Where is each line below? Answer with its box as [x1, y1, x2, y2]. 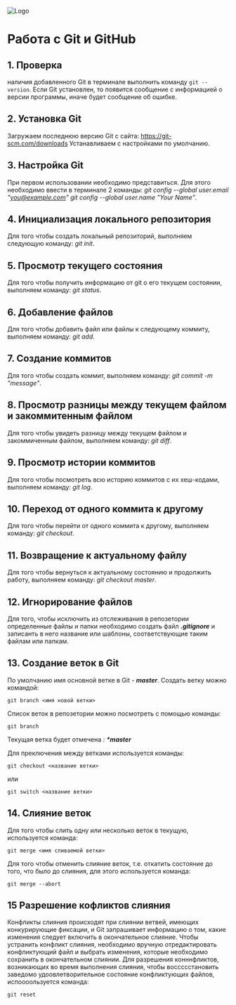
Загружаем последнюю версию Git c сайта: [7, 131, 139, 140]
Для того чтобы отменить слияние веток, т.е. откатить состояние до [7, 859, 213, 867]
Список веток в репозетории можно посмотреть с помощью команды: [7, 709, 221, 718]
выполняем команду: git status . [7, 286, 102, 294]
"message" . [7, 379, 42, 387]
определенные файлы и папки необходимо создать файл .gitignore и [7, 622, 216, 630]
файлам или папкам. [7, 636, 69, 645]
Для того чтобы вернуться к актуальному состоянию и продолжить [7, 568, 212, 577]
